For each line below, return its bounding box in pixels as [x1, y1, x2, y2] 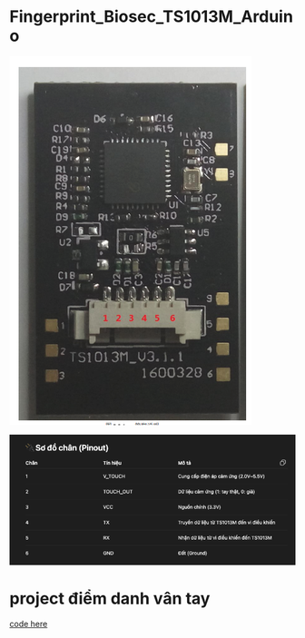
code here [9, 618, 48, 629]
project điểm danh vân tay [9, 588, 211, 609]
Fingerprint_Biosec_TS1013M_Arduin [9, 6, 293, 27]
